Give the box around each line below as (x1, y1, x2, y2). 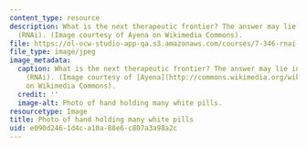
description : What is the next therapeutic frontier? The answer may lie (9, 22, 297, 31)
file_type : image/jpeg (9, 47, 96, 57)
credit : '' (17, 89, 59, 99)
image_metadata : (9, 56, 71, 65)
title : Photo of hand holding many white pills (9, 115, 195, 124)
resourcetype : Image (9, 107, 89, 116)
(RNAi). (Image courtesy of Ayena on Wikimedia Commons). (17, 30, 244, 39)
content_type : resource (9, 13, 101, 23)
